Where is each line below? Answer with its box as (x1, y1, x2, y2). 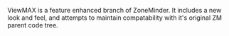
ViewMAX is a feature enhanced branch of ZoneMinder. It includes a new (7, 6, 222, 14)
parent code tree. (7, 21, 58, 29)
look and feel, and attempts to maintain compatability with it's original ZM (7, 13, 223, 22)
